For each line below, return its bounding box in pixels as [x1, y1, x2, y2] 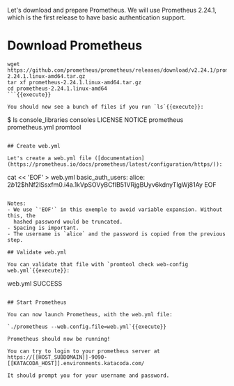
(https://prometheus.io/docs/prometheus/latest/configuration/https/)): [7, 160, 223, 168]
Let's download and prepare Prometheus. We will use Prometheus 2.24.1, [7, 6, 217, 14]
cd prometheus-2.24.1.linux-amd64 [7, 85, 108, 92]
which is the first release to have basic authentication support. [7, 13, 186, 22]
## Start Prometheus [7, 299, 68, 306]
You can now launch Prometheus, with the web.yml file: [7, 311, 173, 318]
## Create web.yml [7, 142, 61, 149]
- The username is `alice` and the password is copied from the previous [7, 230, 226, 238]
